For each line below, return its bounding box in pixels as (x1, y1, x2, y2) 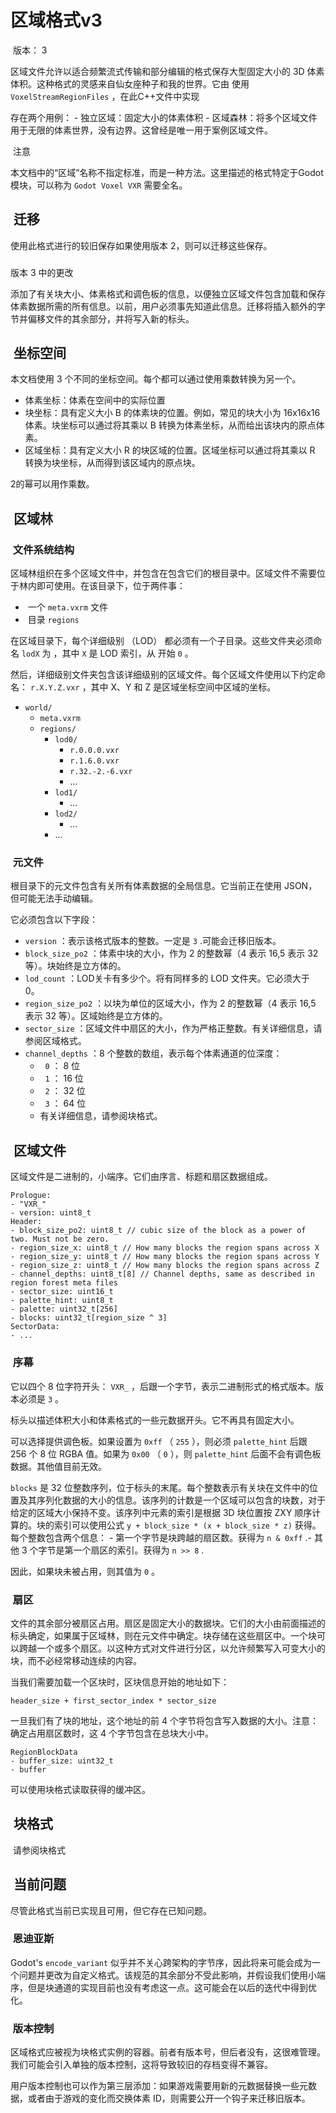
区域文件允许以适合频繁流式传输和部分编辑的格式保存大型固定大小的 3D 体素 (10, 65, 325, 77)
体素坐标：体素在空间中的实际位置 (24, 394, 166, 406)
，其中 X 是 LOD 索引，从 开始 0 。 (53, 647, 194, 660)
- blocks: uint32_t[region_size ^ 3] (10, 1313, 168, 1323)
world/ (24, 703, 53, 713)
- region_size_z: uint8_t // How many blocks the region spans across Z (10, 1261, 320, 1271)
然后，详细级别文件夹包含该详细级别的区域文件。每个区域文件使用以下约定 (10, 669, 317, 681)
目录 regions (27, 614, 80, 626)
